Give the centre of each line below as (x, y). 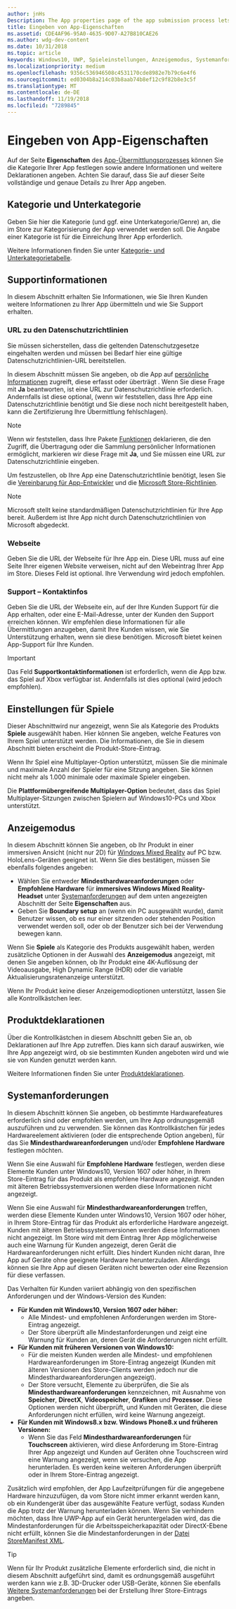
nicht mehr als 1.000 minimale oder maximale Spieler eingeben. (99, 777)
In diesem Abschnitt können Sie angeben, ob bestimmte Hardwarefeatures (115, 1113)
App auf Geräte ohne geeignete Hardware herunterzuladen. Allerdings (109, 1260)
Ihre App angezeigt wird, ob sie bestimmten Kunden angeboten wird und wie (118, 1052)
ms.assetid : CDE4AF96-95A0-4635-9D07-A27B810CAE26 (83, 33)
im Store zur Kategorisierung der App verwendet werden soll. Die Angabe (114, 229)
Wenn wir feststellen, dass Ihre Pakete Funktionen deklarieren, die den (109, 439)
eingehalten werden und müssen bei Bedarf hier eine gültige (95, 353)
